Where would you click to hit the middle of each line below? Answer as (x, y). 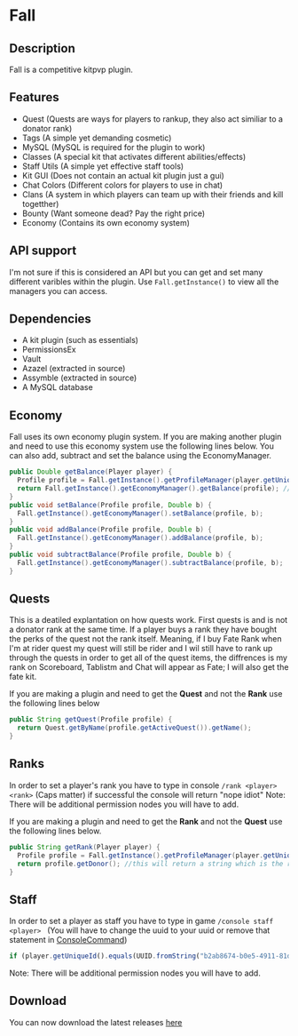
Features (34, 97)
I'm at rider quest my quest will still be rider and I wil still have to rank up (141, 649)
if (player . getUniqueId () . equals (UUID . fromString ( (105, 956)
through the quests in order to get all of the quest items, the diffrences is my (149, 657)
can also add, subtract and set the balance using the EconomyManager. (141, 456)
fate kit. (23, 677)
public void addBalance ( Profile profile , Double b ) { (111, 530)
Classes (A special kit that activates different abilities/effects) (134, 156)
